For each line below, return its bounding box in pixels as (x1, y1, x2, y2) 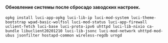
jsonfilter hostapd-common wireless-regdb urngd (16, 33, 123, 38)
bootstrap (5, 20, 27, 25)
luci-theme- (131, 15, 157, 20)
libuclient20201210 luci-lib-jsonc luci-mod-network (21, 28, 136, 34)
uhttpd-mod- (137, 28, 163, 34)
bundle (5, 28, 19, 34)
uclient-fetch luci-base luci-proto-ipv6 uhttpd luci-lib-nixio (5, 24, 145, 29)
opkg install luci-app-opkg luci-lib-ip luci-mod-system (5, 15, 129, 20)
